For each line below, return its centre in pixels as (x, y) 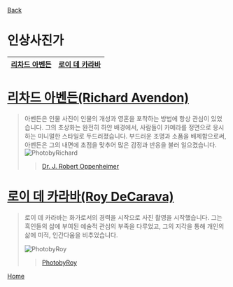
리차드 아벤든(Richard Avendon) (98, 98)
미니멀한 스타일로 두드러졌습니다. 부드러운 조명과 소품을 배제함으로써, (132, 136)
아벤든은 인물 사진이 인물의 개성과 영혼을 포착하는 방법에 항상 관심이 (117, 118)
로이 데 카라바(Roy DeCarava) (91, 197)
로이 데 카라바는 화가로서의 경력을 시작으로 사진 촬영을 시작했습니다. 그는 (123, 217)
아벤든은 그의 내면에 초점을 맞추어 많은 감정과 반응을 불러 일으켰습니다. (120, 145)
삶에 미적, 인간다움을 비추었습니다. (71, 234)
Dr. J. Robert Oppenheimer (80, 166)
